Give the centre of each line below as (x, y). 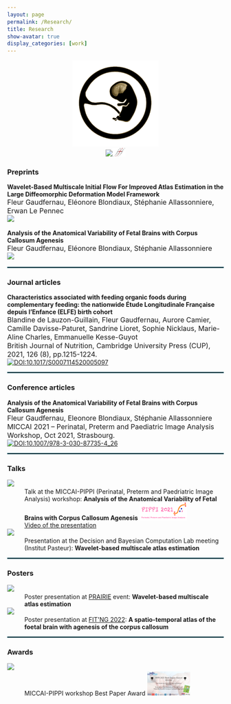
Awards (20, 652)
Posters (21, 574)
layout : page (26, 14)
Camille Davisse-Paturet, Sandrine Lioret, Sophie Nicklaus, (102, 329)
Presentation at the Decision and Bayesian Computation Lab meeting (122, 541)
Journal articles (34, 283)
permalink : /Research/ (40, 22)
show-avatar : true (33, 37)
